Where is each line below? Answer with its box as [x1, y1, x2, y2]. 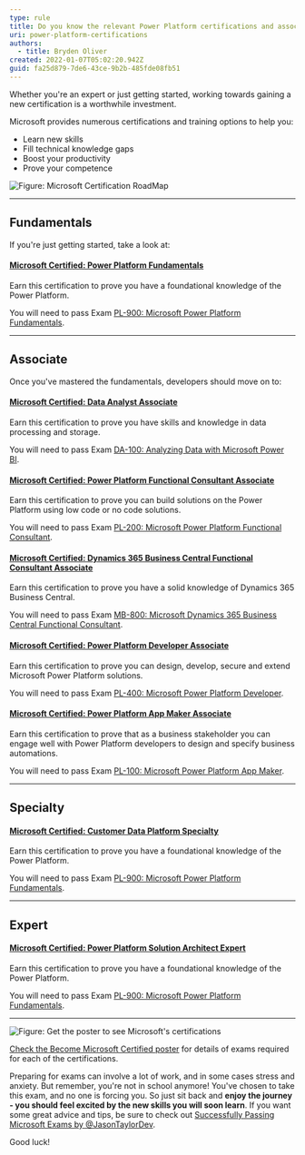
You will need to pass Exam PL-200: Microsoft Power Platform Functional [9, 522, 282, 533]
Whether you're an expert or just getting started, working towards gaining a [9, 88, 292, 100]
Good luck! [9, 1136, 51, 1147]
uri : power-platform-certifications [9, 30, 148, 39]
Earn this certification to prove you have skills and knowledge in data [9, 417, 267, 428]
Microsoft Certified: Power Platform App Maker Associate [9, 708, 231, 719]
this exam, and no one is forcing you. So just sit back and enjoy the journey [9, 1090, 293, 1101]
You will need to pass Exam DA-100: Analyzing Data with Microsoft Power [9, 444, 284, 455]
